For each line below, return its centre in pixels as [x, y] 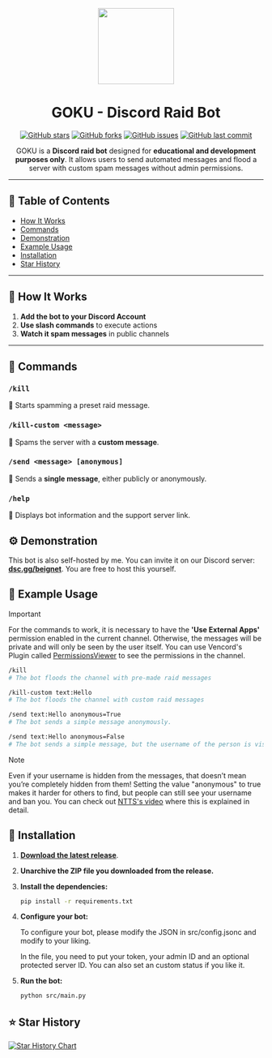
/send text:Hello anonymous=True [65, 715]
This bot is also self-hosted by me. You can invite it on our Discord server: [132, 560]
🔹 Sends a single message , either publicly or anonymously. [108, 478]
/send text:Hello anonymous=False [67, 737]
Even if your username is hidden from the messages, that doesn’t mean [127, 775]
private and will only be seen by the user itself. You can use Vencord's [125, 647]
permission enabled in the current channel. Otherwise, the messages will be [135, 638]
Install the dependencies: [64, 886]
